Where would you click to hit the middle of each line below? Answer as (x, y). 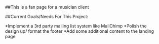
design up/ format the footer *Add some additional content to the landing (79, 31)
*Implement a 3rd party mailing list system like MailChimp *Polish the (76, 26)
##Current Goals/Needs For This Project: (47, 16)
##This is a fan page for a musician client (47, 7)
